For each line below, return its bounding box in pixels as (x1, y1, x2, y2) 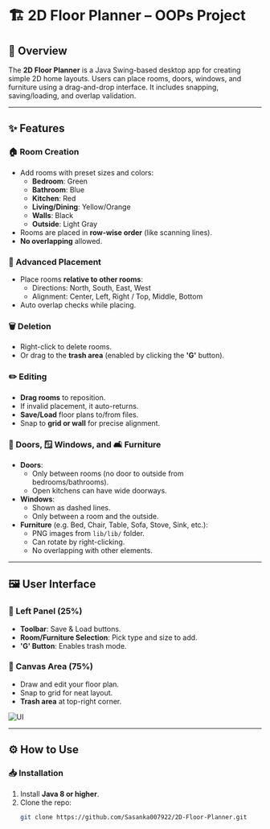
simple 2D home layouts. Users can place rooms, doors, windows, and (8, 74, 242, 83)
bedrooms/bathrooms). (31, 476, 109, 487)
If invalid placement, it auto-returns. (19, 401, 139, 410)
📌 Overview (8, 43, 67, 57)
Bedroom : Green (31, 176, 88, 186)
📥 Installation (8, 768, 64, 779)
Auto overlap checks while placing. (19, 299, 137, 310)
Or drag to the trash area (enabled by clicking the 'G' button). (19, 351, 225, 361)
